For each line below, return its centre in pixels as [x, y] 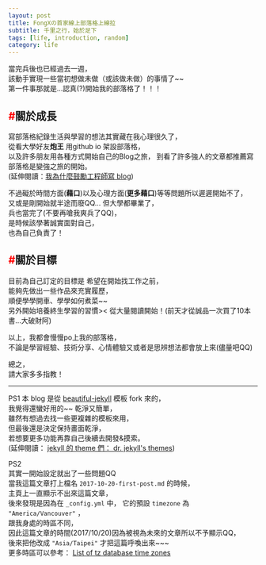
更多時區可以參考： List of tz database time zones [89, 552]
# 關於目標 [32, 260]
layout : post [30, 15]
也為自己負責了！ [36, 233]
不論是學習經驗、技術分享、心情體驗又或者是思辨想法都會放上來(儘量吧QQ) [131, 347]
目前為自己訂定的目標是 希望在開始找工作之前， [85, 281]
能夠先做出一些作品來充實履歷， [60, 290]
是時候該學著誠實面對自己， [53, 222]
